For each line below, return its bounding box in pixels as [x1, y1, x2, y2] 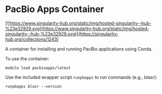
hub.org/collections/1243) [5, 36, 59, 42]
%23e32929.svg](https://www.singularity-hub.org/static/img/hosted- [5, 25, 149, 31]
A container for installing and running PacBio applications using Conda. [5, 46, 153, 52]
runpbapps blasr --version [5, 84, 62, 89]
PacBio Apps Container [5, 4, 105, 15]
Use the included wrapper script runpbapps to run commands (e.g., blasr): [5, 74, 157, 80]
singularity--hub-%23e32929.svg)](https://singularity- [5, 31, 119, 37]
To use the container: [5, 55, 49, 61]
